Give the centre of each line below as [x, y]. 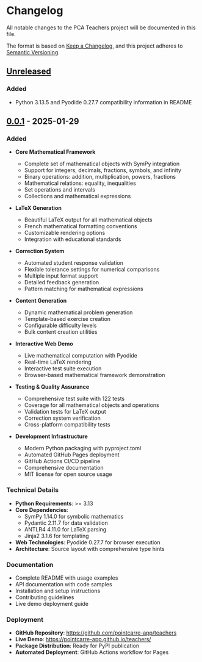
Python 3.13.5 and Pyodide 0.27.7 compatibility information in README [103, 102]
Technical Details [33, 490]
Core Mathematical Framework [55, 152]
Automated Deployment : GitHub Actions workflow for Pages [92, 652]
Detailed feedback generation [62, 282]
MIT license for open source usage [68, 474]
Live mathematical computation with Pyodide [81, 356]
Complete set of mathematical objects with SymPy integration [102, 164]
